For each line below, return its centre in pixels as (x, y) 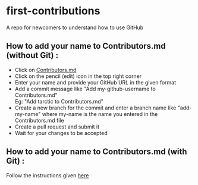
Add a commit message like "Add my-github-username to (85, 89)
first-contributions (53, 11)
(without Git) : (32, 56)
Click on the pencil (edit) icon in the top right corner (78, 76)
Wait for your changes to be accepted (61, 133)
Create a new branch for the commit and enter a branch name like (95, 108)
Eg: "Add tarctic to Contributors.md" (59, 101)
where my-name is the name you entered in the (100, 114)
